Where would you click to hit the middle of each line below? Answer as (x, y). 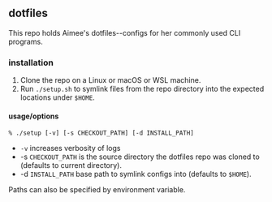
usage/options (34, 116)
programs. (26, 41)
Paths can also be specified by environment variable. (97, 190)
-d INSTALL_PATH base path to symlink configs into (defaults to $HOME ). (136, 174)
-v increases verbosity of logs (70, 148)
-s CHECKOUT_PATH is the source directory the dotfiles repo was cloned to (140, 157)
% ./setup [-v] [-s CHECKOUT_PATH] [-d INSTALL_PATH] (101, 133)
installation (31, 62)
